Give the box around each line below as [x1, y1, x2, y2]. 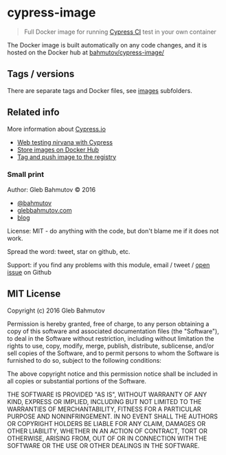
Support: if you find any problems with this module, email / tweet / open [7, 260, 210, 269]
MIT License [7, 288, 61, 300]
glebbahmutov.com [16, 206, 72, 214]
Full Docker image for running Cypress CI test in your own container [23, 28, 216, 36]
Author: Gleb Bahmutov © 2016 [7, 185, 96, 193]
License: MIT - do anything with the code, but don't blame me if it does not [7, 226, 219, 235]
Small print [7, 170, 45, 180]
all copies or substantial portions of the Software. [7, 377, 146, 385]
